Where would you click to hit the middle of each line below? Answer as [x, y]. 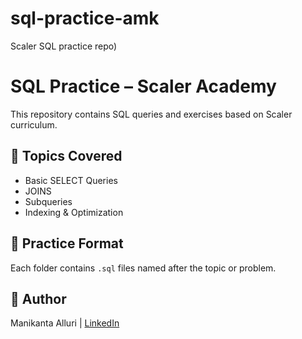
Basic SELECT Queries [71, 180]
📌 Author [38, 298]
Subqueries [48, 201]
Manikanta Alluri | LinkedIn [65, 323]
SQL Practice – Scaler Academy [143, 86]
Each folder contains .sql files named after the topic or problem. [143, 268]
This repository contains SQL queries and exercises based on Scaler [151, 114]
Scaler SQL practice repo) [64, 46]
